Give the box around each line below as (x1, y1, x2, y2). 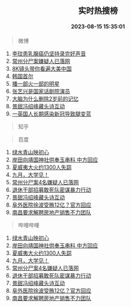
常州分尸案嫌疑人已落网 (11, 57, 70, 64)
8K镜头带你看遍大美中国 (11, 65, 72, 72)
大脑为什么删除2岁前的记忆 (11, 95, 79, 102)
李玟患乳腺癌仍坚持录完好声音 (11, 50, 86, 57)
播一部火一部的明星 (11, 80, 60, 87)
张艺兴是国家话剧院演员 (11, 87, 70, 95)
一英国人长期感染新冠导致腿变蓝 (11, 110, 91, 117)
